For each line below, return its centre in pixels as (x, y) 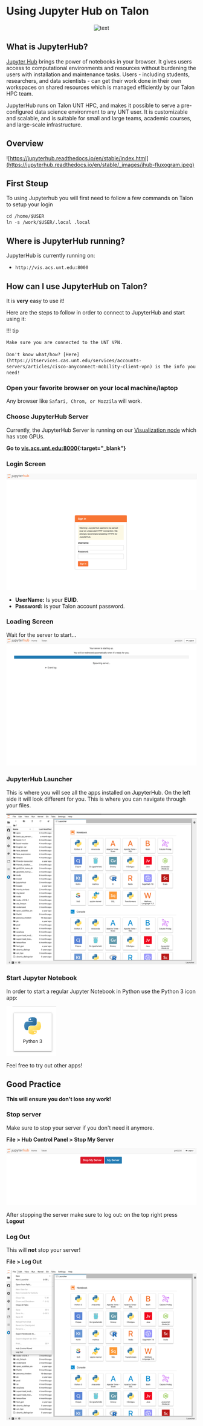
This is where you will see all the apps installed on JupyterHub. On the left (98, 792)
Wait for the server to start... (41, 635)
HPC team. (20, 93)
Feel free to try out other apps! (44, 1065)
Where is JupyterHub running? (66, 241)
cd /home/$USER (25, 217)
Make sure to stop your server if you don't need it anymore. (80, 1128)
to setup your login (30, 204)
